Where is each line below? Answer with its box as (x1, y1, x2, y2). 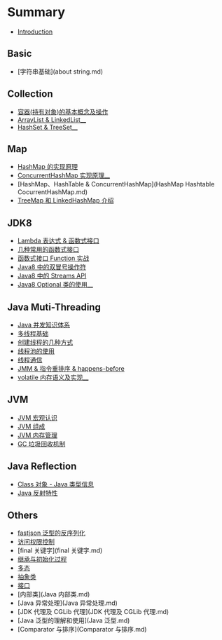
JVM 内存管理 (17, 430, 58, 439)
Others (7, 510, 39, 522)
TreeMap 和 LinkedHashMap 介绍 (17, 196, 114, 205)
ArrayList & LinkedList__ (17, 115, 86, 123)
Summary (7, 4, 65, 20)
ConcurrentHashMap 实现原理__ (17, 171, 111, 179)
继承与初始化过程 (17, 555, 67, 564)
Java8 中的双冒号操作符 (17, 263, 86, 271)
